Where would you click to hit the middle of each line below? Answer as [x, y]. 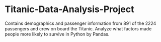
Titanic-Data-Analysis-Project [69, 9]
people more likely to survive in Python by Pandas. [57, 34]
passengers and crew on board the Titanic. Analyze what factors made [78, 28]
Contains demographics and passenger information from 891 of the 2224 [80, 23]
